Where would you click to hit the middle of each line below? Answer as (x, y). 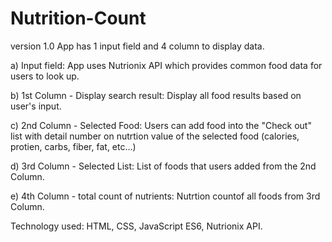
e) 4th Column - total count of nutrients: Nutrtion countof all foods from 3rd (165, 196)
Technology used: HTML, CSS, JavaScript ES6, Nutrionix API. (136, 226)
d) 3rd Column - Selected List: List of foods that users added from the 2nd (163, 166)
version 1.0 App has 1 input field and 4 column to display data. (137, 46)
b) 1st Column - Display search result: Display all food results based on (156, 95)
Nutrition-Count (78, 18)
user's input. (36, 106)
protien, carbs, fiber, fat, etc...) (73, 146)
